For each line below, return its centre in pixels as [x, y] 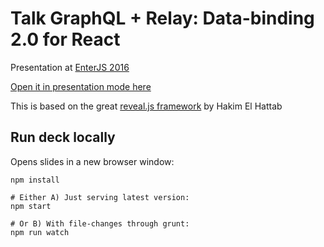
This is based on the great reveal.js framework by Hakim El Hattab [146, 106]
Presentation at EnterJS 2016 [70, 67]
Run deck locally [63, 137]
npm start [31, 206]
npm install [35, 180]
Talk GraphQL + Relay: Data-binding [162, 18]
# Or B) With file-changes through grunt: [100, 223]
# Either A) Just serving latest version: [100, 197]
